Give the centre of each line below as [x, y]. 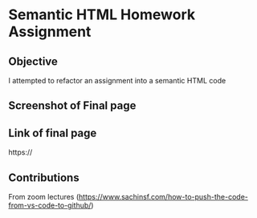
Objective [33, 61]
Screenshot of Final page [72, 106]
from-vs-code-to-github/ [50, 205]
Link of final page [53, 133]
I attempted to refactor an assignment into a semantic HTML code [117, 81]
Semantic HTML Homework [102, 15]
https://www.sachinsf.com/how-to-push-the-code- [164, 197]
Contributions [44, 178]
